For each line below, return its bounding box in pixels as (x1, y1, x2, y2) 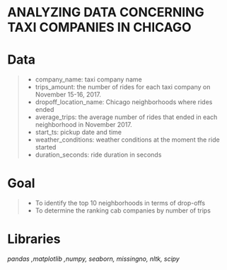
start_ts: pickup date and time (35, 128, 122, 137)
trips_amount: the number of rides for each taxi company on (35, 83, 211, 91)
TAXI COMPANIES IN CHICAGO (7, 19, 192, 35)
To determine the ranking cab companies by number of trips (35, 206, 211, 215)
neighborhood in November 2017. (35, 120, 132, 129)
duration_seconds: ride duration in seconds (35, 150, 162, 159)
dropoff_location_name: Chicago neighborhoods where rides (35, 98, 213, 106)
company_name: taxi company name (35, 75, 143, 84)
